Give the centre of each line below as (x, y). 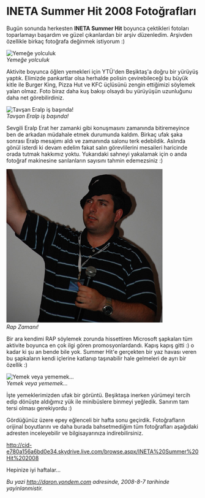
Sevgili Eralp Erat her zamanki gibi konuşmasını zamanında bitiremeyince (98, 128)
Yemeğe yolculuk (28, 59)
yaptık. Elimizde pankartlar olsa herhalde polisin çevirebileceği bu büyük (97, 78)
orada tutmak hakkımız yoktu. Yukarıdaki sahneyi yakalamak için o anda (97, 154)
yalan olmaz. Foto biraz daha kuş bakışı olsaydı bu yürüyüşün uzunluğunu (99, 91)
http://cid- (19, 445)
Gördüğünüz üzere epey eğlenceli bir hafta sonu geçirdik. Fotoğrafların (96, 420)
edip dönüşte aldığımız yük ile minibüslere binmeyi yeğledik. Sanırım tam (98, 401)
